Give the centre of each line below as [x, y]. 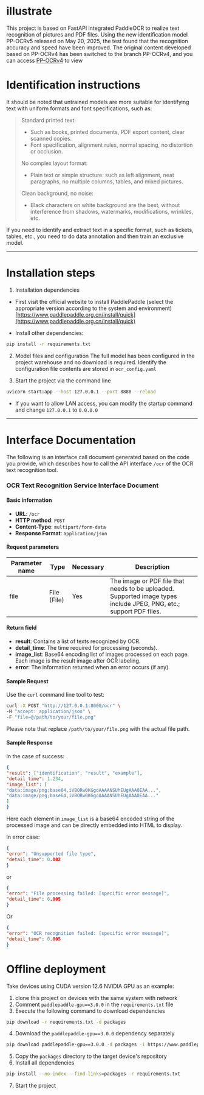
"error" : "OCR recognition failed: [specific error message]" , [88, 933]
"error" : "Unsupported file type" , [51, 854]
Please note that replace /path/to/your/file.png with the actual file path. [98, 728]
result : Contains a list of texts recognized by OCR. [78, 641]
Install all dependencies [45, 1063]
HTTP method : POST [40, 520]
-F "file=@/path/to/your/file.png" [51, 717]
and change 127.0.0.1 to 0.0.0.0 [56, 410]
